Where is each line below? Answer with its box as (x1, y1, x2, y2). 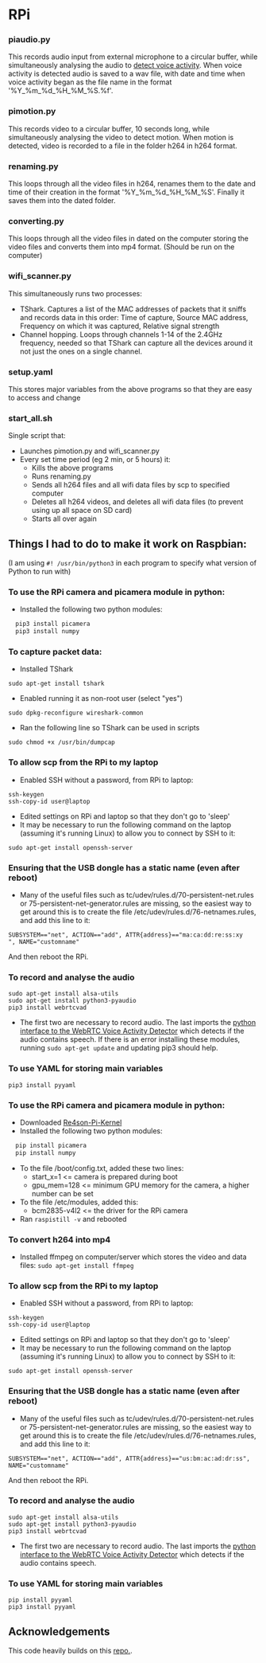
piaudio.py (8, 34, 51, 45)
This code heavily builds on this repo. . (8, 1645, 133, 1655)
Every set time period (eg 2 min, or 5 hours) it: (19, 455, 171, 464)
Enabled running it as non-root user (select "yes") (19, 694, 183, 703)
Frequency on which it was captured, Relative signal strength (19, 321, 220, 331)
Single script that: (8, 431, 66, 440)
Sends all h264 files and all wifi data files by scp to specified (31, 480, 230, 490)
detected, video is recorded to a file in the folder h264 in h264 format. (8, 141, 238, 151)
